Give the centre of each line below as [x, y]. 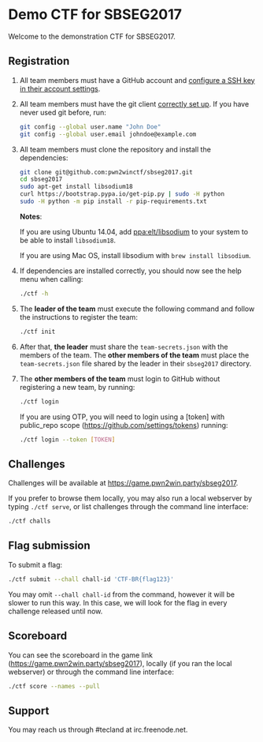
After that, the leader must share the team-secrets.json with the [124, 347]
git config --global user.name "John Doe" [90, 127]
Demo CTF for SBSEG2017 [95, 15]
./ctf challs [30, 521]
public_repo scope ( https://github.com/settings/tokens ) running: [124, 425]
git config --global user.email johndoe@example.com [108, 134]
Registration [39, 61]
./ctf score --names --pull [54, 686]
